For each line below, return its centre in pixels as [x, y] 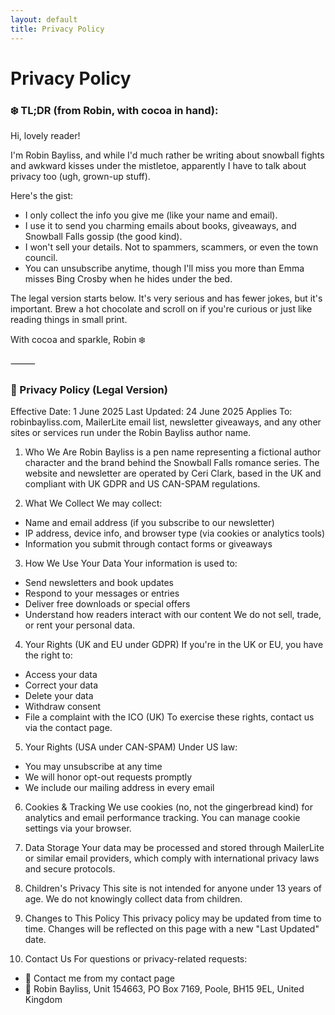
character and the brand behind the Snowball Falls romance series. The [172, 463]
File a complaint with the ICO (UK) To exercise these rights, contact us [169, 717]
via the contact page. [68, 728]
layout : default [44, 19]
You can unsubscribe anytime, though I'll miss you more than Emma [164, 268]
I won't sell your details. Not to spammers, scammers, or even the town [171, 247]
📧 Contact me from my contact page [99, 978]
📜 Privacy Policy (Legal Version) [89, 389]
